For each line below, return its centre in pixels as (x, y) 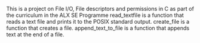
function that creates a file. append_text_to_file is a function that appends (98, 28)
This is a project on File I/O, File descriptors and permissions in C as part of (100, 9)
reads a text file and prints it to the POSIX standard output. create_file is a (98, 21)
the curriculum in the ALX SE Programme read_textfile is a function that (95, 15)
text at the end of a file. (35, 35)
